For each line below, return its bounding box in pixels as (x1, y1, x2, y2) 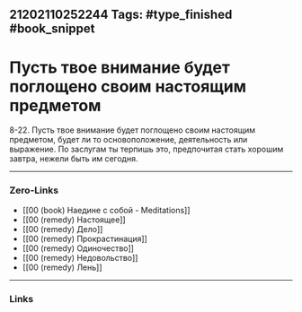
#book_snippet (9, 22, 96, 37)
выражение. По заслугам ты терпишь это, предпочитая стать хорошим (9, 143, 284, 155)
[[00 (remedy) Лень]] (22, 262, 102, 273)
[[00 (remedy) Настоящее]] (22, 214, 126, 225)
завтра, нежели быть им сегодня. (9, 153, 138, 164)
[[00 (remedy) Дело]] (22, 223, 103, 234)
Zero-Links (9, 184, 59, 196)
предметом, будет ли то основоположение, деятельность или (9, 134, 248, 145)
